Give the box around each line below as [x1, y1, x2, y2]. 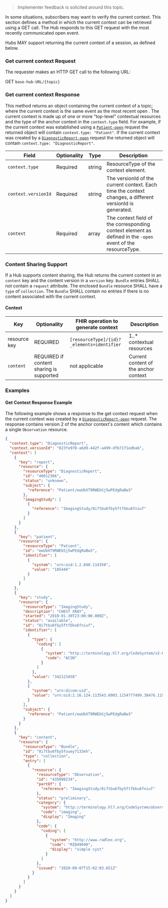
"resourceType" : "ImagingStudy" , [23, 604, 93, 609]
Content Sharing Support [5, 261, 67, 268]
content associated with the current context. [5, 293, 96, 299]
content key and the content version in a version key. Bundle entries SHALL [5, 277, 160, 283]
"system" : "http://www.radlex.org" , [49, 838, 126, 843]
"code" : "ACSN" [45, 656, 77, 661]
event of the [106, 239, 135, 246]
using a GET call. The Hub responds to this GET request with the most [5, 25, 149, 31]
